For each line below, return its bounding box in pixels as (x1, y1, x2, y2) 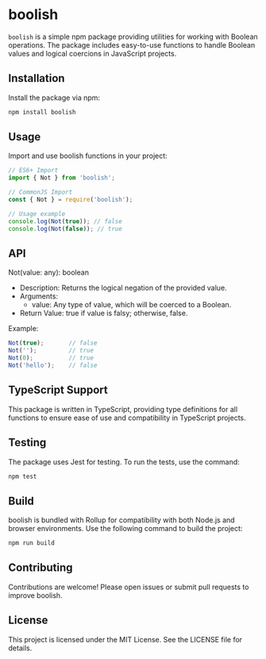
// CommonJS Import (8, 188, 73, 196)
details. (8, 643, 33, 653)
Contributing (8, 561, 73, 575)
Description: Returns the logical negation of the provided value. (19, 283, 228, 293)
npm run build (8, 539, 56, 547)
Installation (8, 71, 65, 85)
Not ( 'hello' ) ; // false (8, 361, 98, 369)
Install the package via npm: (8, 93, 101, 102)
